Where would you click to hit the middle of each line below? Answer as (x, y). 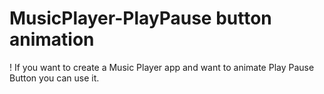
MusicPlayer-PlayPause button (140, 18)
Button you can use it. (54, 78)
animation (52, 39)
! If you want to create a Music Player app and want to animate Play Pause (162, 67)
